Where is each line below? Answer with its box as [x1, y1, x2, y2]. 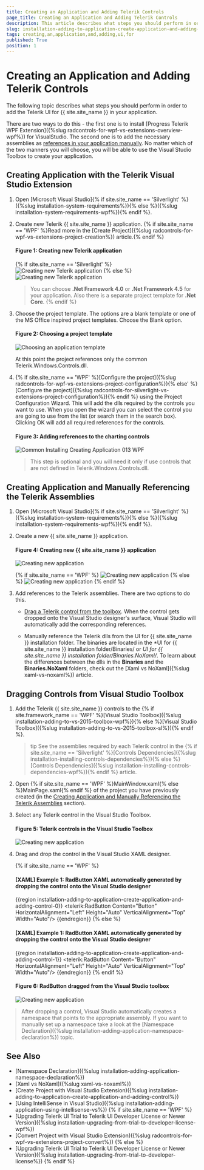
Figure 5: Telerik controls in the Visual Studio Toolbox [15, 825, 153, 832]
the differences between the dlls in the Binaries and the [24, 658, 164, 665]
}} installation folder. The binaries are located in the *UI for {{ [24, 639, 177, 647]
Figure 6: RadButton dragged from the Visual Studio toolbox [15, 982, 169, 990]
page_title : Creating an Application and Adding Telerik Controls [6, 15, 178, 21]
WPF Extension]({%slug [6, 126, 67, 134]
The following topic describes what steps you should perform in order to [6, 101, 188, 109]
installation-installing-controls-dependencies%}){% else [30, 755, 172, 763]
